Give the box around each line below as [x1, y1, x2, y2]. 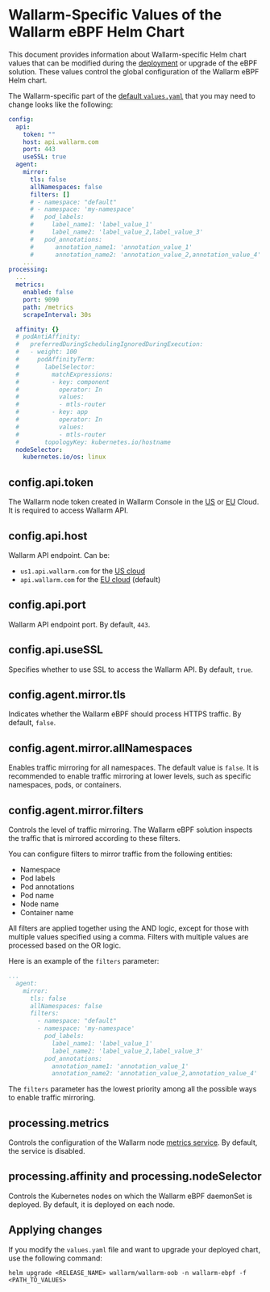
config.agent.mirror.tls [8, 687, 127, 701]
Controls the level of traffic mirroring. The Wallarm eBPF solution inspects [8, 825, 253, 834]
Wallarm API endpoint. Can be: [8, 550, 110, 559]
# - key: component [15, 378, 110, 386]
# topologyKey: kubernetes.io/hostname [15, 438, 172, 446]
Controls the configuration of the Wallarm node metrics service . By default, [8, 1138, 258, 1147]
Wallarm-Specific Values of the [8, 6, 222, 24]
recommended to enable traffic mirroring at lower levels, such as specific [8, 771, 251, 781]
